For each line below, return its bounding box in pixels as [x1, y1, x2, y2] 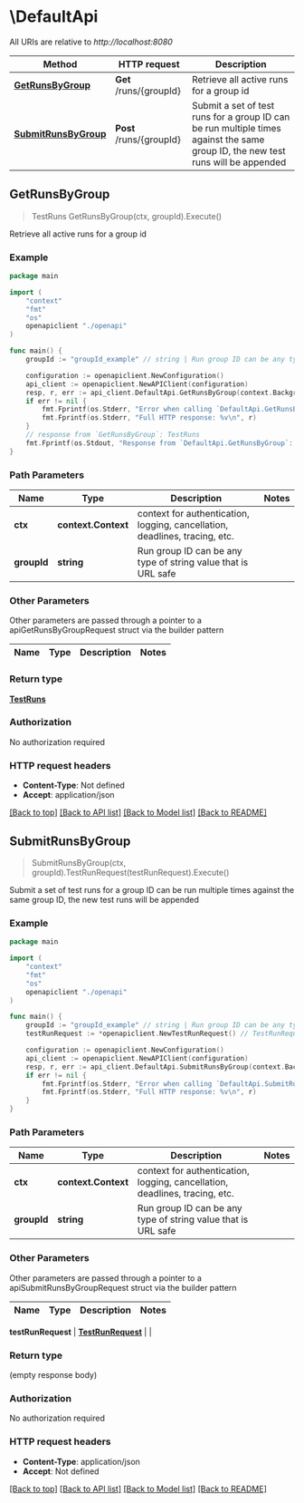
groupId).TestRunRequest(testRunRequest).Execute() [31, 867, 230, 878]
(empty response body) [9, 1369, 98, 1380]
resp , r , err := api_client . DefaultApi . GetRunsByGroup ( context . [25, 388, 273, 397]
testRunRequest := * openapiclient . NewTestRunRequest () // [25, 1029, 249, 1039]
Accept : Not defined [22, 1466, 100, 1477]
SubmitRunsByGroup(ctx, [31, 857, 127, 868]
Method [43, 57, 78, 70]
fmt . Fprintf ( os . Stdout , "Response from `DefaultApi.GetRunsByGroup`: [25, 438, 294, 448]
